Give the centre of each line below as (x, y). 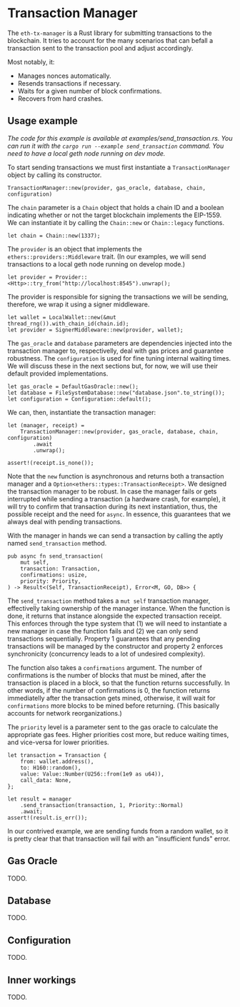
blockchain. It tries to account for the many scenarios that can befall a (110, 40)
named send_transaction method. (57, 543)
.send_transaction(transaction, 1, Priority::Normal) (102, 805)
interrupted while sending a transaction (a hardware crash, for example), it (117, 499)
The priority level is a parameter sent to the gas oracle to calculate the (113, 727)
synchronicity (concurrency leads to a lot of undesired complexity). (106, 653)
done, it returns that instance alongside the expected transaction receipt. (115, 616)
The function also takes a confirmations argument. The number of (105, 667)
